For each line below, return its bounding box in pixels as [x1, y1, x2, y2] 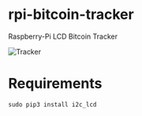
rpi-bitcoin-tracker [8, 6, 134, 24]
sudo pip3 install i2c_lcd [8, 100, 97, 108]
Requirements [8, 75, 103, 92]
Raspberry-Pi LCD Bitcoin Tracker [8, 32, 118, 41]
